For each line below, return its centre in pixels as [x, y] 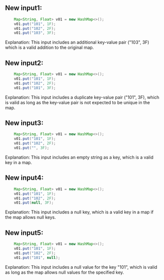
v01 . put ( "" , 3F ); [32, 148]
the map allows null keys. [30, 217]
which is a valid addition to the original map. [50, 47]
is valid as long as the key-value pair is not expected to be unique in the [78, 102]
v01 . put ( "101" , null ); [37, 257]
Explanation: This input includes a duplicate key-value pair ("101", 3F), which [82, 97]
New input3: [24, 123]
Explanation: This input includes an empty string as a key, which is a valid [79, 157]
